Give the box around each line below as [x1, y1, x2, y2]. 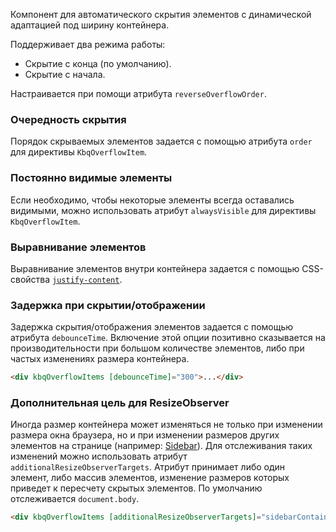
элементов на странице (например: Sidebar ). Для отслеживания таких [10, 440, 313, 452]
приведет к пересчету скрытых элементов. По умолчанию [10, 482, 263, 494]
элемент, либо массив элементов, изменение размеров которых [10, 472, 290, 484]
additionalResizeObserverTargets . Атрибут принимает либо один [10, 461, 286, 473]
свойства [10, 273, 51, 285]
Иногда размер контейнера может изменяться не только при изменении [10, 419, 323, 431]
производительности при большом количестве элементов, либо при [10, 342, 305, 354]
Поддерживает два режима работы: [10, 39, 166, 50]
